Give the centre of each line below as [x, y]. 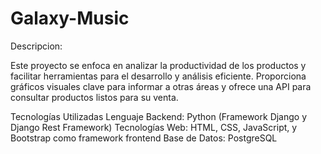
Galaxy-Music [70, 18]
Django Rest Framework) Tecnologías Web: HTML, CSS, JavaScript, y [154, 127]
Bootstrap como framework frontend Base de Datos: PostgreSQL [144, 138]
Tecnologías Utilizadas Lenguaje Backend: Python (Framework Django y [159, 116]
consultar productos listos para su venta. [94, 97]
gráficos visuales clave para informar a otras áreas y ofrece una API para [161, 86]
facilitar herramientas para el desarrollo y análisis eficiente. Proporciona [158, 76]
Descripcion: [36, 46]
